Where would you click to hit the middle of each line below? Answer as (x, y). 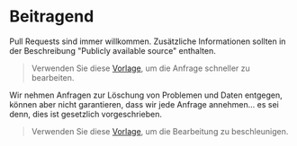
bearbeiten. (53, 77)
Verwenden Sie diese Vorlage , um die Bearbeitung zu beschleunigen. (160, 131)
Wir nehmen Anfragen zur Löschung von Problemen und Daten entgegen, (146, 95)
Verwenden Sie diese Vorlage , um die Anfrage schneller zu (140, 68)
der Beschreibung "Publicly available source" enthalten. (112, 50)
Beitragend (52, 17)
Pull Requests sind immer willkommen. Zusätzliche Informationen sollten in (148, 41)
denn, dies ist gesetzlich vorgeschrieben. (86, 114)
